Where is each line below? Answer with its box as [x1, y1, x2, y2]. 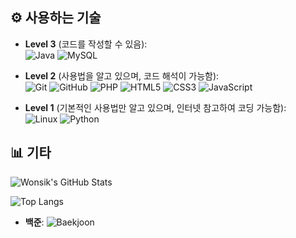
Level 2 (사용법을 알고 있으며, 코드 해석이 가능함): [24, 69, 220, 82]
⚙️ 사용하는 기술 [10, 9, 102, 27]
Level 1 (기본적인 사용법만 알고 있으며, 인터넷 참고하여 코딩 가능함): [24, 101, 287, 113]
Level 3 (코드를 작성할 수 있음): [24, 38, 148, 50]
